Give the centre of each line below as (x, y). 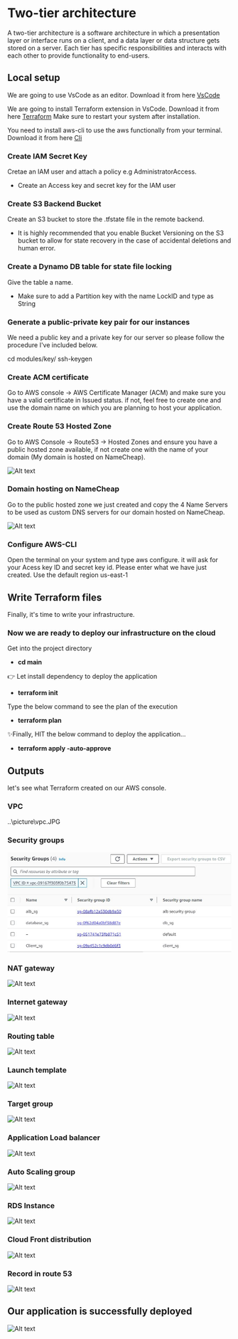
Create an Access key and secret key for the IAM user (97, 186)
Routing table (31, 1036)
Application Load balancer (54, 1138)
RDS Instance (31, 1205)
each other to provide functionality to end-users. (79, 55)
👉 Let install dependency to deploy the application (82, 677)
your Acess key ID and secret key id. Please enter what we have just (107, 568)
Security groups (36, 840)
